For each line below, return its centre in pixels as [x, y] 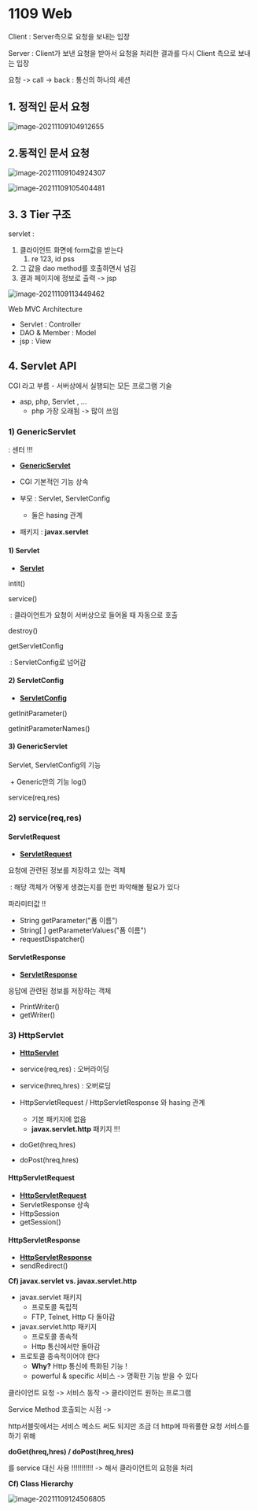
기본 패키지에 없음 [59, 1119]
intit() [17, 583]
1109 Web [40, 14]
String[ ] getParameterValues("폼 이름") [83, 930]
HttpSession [40, 1214]
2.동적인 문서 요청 [49, 153]
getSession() [40, 1221]
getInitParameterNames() [49, 728]
